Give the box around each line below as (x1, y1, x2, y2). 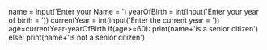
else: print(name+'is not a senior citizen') (8, 32, 146, 42)
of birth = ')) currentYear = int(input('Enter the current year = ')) (8, 15, 220, 25)
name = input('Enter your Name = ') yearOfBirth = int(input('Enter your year (8, 7, 259, 16)
